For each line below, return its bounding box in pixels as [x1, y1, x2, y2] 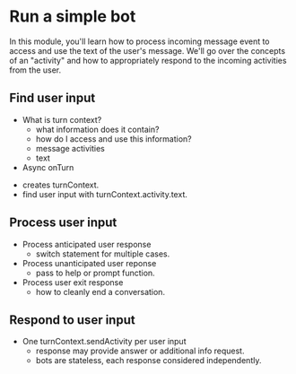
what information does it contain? [35, 124, 160, 135]
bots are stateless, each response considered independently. [35, 355, 262, 366]
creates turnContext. [22, 179, 100, 190]
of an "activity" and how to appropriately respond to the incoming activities [9, 55, 287, 65]
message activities [35, 143, 105, 153]
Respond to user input [9, 312, 136, 327]
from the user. [9, 65, 62, 75]
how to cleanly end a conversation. [35, 286, 166, 297]
